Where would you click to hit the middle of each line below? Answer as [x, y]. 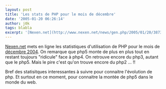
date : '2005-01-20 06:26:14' [35, 19]
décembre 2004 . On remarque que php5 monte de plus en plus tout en [77, 52]
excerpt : [14, 32]
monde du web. [21, 82]
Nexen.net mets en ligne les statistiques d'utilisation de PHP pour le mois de [83, 46]
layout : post [19, 10]
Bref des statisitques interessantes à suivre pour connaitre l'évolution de [79, 72]
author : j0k [17, 23]
